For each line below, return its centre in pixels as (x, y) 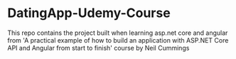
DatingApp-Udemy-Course (89, 13)
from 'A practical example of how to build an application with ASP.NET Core (118, 40)
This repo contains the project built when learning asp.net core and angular (118, 33)
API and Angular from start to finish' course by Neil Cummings (98, 48)
